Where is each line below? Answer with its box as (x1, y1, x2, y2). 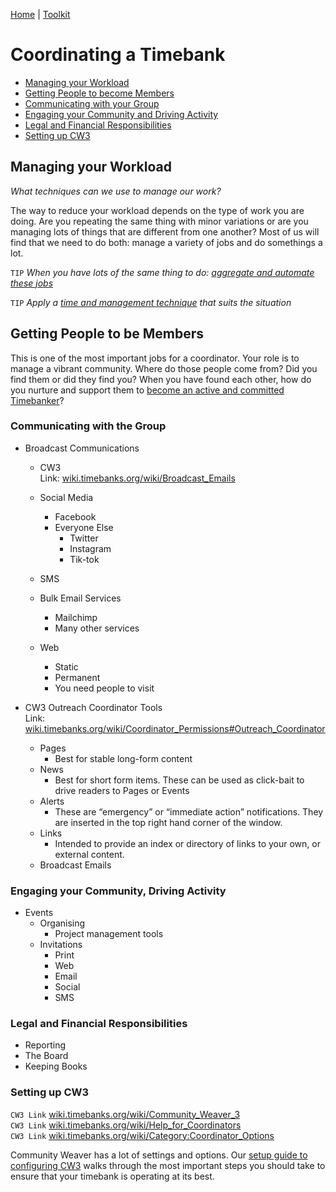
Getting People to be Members (10, 325, 205, 343)
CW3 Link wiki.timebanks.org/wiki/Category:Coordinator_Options (10, 1129, 275, 1141)
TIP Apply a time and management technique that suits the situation (10, 296, 292, 308)
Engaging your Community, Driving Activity (10, 884, 227, 898)
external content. (54, 848, 125, 860)
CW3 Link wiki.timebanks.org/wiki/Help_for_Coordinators (10, 1119, 242, 1131)
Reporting (24, 1039, 67, 1051)
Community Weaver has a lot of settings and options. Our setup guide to (10, 1149, 308, 1161)
